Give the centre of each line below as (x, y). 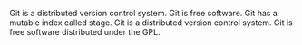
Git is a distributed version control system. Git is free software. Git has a (144, 13)
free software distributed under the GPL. (85, 32)
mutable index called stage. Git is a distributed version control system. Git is (151, 22)
